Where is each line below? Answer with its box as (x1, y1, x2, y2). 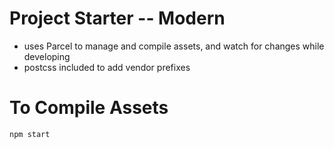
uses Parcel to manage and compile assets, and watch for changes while (23, 40, 325, 52)
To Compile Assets (9, 97, 169, 119)
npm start (9, 129, 51, 139)
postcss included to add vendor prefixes (23, 61, 191, 73)
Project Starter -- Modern (9, 7, 226, 30)
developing (23, 50, 71, 62)
